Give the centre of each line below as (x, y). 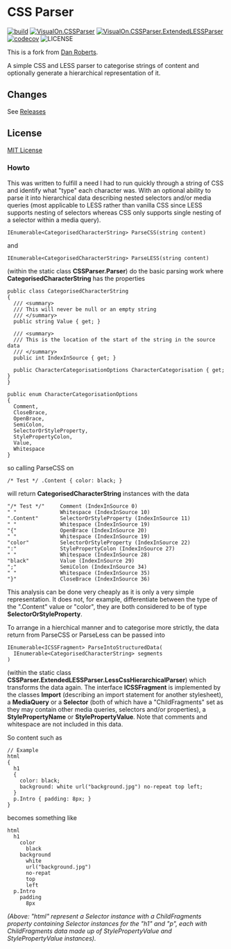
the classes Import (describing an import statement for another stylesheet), (115, 694)
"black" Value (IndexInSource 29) (71, 561)
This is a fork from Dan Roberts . (53, 52)
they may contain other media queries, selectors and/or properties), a (106, 709)
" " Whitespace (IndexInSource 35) (79, 573)
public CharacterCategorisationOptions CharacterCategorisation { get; (119, 370)
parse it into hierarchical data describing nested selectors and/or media (109, 198)
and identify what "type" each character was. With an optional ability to (109, 190)
